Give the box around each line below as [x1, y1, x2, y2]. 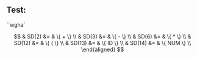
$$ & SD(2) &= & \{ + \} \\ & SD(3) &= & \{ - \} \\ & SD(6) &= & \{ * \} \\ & [13, 33, 192, 40]
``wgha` [6, 21, 26, 28]
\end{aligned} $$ [81, 46, 124, 53]
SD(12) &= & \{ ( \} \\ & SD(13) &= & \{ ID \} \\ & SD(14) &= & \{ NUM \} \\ [13, 39, 192, 46]
